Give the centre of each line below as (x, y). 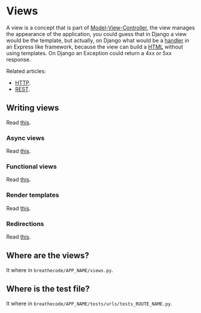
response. (19, 59)
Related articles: (26, 71)
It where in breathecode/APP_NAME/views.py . (60, 270)
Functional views (31, 166)
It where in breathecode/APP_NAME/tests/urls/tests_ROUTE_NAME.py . (89, 303)
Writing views (33, 108)
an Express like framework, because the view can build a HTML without (95, 47)
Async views (25, 138)
